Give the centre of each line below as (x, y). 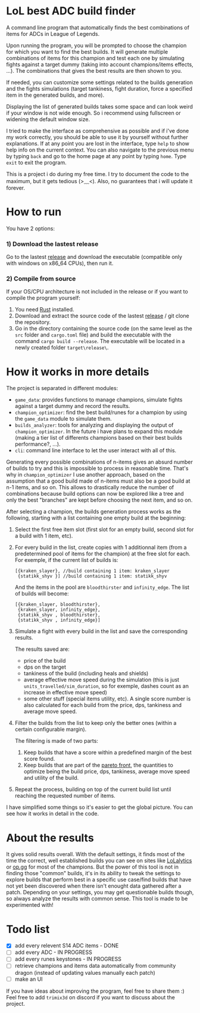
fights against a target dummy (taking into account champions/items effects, (100, 64)
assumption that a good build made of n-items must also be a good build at (98, 481)
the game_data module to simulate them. (63, 419)
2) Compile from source (41, 279)
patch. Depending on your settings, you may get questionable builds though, (100, 892)
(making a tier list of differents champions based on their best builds (99, 438)
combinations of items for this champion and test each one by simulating (95, 58)
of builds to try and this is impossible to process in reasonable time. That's (97, 468)
